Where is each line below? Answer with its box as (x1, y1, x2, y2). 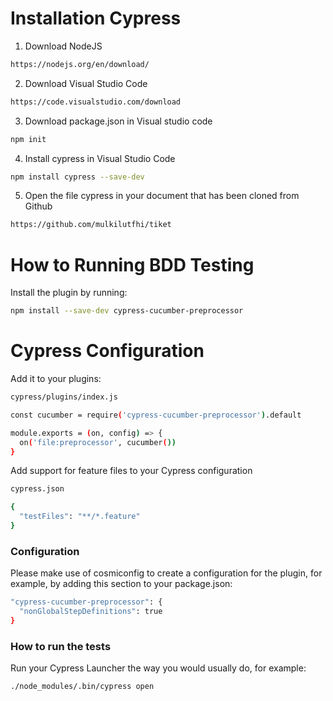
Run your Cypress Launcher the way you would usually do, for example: (10, 662, 307, 674)
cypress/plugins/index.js (10, 392, 118, 402)
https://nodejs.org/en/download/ (10, 59, 150, 69)
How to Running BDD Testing (10, 253, 255, 276)
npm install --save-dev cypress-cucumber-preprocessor (10, 306, 244, 316)
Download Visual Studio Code (24, 77, 148, 89)
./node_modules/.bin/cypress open (10, 682, 155, 692)
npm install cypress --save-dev (10, 172, 145, 182)
